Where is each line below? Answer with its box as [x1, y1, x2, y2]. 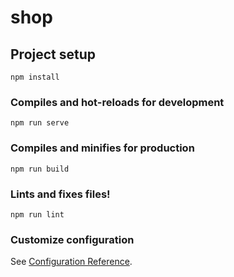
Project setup [10, 46, 97, 63]
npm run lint [10, 209, 65, 220]
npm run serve [10, 118, 70, 128]
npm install [10, 72, 60, 82]
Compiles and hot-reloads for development [10, 95, 225, 109]
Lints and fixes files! [10, 187, 111, 201]
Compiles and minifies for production [10, 141, 195, 155]
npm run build [10, 164, 70, 174]
